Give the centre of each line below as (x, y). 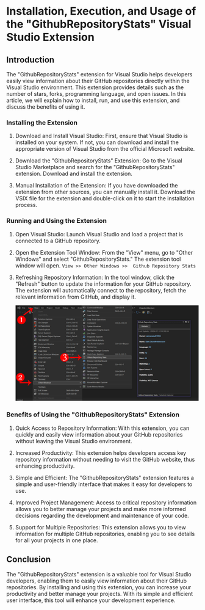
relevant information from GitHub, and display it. (75, 297)
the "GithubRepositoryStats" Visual (99, 24)
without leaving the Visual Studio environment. (74, 441)
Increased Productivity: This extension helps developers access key (101, 452)
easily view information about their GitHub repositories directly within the (98, 81)
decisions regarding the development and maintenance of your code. (102, 515)
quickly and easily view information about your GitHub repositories (99, 434)
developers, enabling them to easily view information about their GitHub (97, 581)
